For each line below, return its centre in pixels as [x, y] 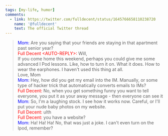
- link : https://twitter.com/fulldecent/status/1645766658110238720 [83, 19]
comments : [16, 15]
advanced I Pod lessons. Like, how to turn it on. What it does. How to [89, 64]
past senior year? [35, 48]
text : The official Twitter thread [51, 29]
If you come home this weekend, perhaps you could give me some [86, 59]
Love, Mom [29, 75]
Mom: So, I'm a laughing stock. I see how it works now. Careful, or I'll [89, 101]
